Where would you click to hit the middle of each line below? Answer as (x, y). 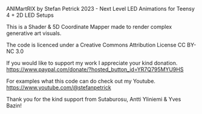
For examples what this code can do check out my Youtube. (81, 81)
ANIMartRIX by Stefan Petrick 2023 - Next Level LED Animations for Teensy (101, 9)
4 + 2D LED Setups (30, 15)
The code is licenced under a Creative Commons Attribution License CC (96, 45)
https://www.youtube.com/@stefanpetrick (59, 87)
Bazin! (14, 106)
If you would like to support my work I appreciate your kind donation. (92, 63)
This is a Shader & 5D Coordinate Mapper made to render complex (89, 27)
